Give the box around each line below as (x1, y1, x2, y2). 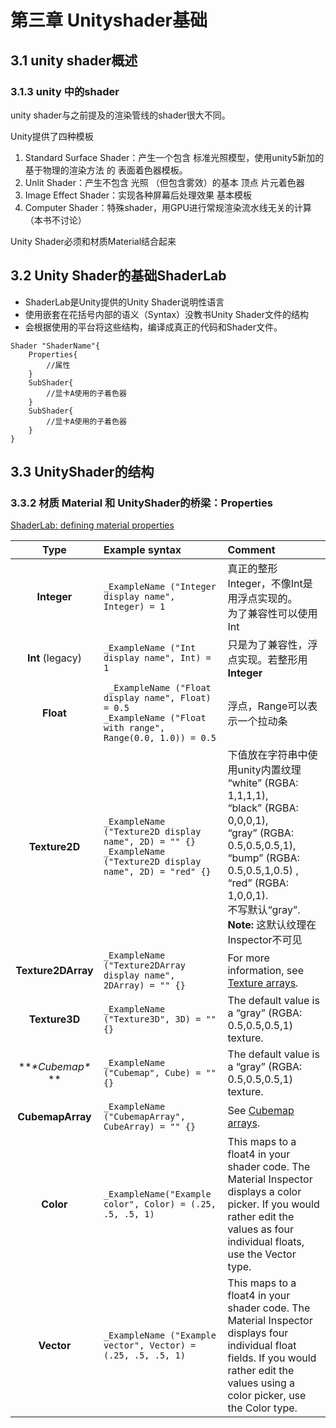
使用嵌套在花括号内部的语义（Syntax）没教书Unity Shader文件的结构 (24, 308, 309, 320)
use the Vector (227, 1247, 297, 1261)
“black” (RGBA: (227, 801, 299, 815)
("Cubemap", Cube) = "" (103, 1067, 217, 1079)
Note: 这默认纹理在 (227, 918, 317, 932)
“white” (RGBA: (227, 776, 299, 790)
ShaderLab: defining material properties (10, 519, 175, 531)
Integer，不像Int (227, 577, 303, 591)
